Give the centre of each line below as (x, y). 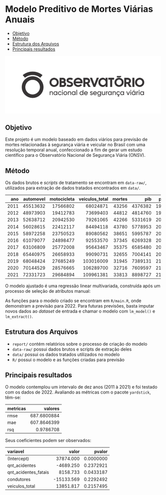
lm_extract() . (19, 316)
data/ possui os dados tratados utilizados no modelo (66, 354)
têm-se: (13, 398)
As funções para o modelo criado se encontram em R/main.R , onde (73, 301)
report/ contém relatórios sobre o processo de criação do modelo (80, 344)
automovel (34, 199)
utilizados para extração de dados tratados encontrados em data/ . (73, 188)
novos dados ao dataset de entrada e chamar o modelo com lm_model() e (80, 311)
